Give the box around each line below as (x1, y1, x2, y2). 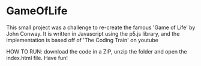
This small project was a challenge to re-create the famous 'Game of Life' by (6, 24, 196, 31)
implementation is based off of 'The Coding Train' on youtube (6, 36, 159, 43)
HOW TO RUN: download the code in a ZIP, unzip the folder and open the (6, 48, 187, 55)
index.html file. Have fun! (6, 54, 68, 61)
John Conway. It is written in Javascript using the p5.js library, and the (6, 30, 180, 37)
